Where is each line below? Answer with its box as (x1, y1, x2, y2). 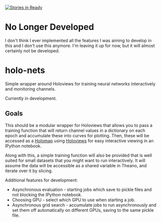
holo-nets (5, 65, 45, 76)
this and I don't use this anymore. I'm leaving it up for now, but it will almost (5, 43, 155, 48)
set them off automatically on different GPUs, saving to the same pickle (12, 207, 154, 213)
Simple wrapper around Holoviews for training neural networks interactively (5, 80, 156, 87)
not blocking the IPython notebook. (12, 191, 82, 197)
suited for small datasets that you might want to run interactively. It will (5, 158, 146, 163)
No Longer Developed (5, 22, 94, 32)
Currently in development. (5, 95, 57, 101)
